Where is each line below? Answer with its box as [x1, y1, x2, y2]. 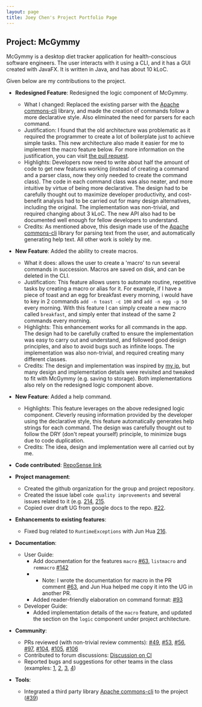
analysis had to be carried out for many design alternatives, [43, 197, 191, 204]
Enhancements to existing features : [14, 516, 107, 523]
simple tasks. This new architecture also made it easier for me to [24, 140, 185, 147]
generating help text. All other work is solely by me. [24, 236, 152, 243]
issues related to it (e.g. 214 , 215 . [24, 498, 106, 505]
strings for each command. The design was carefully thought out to [24, 424, 192, 431]
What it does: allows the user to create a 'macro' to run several [24, 259, 180, 267]
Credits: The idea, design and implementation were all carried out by [24, 443, 195, 451]
